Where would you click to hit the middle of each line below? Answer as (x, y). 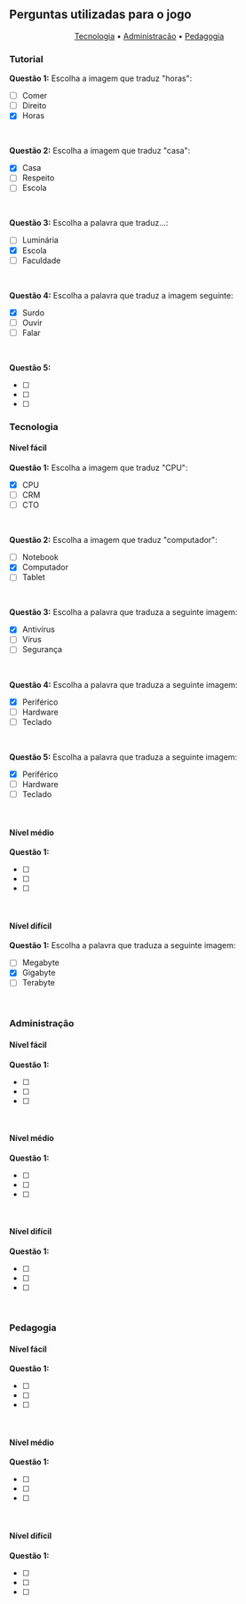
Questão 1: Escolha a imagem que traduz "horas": (101, 78)
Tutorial (26, 59)
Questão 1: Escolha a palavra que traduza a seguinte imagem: (123, 946)
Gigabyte (39, 973)
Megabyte (41, 962)
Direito (34, 106)
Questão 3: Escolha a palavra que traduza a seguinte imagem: (123, 612)
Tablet (34, 578)
